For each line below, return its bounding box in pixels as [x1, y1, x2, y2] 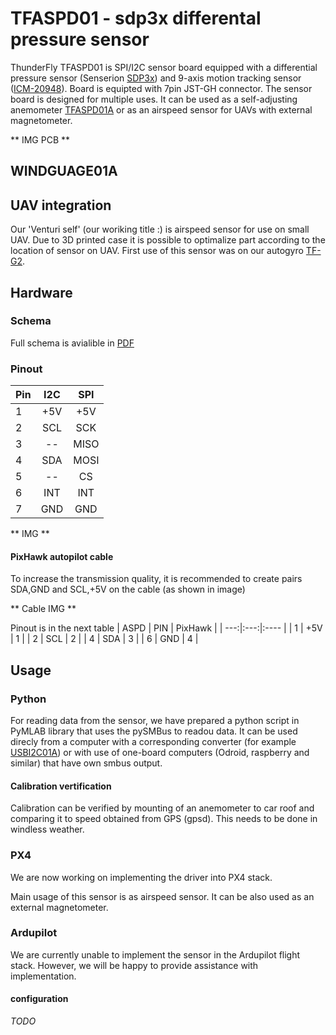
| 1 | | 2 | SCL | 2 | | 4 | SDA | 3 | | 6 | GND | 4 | [10, 633, 199, 645]
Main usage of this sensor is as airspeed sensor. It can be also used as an [10, 890, 315, 902]
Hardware [10, 284, 73, 301]
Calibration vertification [10, 780, 112, 792]
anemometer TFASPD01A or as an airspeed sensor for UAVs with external [10, 103, 313, 116]
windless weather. [10, 823, 85, 836]
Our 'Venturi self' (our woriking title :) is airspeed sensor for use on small [10, 223, 310, 236]
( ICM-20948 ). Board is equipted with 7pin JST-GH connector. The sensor [10, 82, 313, 94]
